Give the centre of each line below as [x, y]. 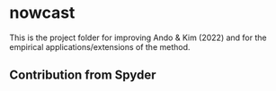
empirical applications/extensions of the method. [100, 46]
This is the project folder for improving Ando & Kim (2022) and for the [138, 37]
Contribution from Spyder [83, 75]
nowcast [42, 13]
